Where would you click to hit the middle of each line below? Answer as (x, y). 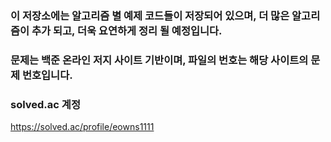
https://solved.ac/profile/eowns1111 (82, 127)
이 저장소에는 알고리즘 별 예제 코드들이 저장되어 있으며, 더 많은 (150, 15)
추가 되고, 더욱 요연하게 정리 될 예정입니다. (127, 30)
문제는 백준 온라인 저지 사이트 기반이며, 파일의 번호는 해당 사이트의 (159, 60)
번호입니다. (47, 75)
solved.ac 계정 (45, 104)
